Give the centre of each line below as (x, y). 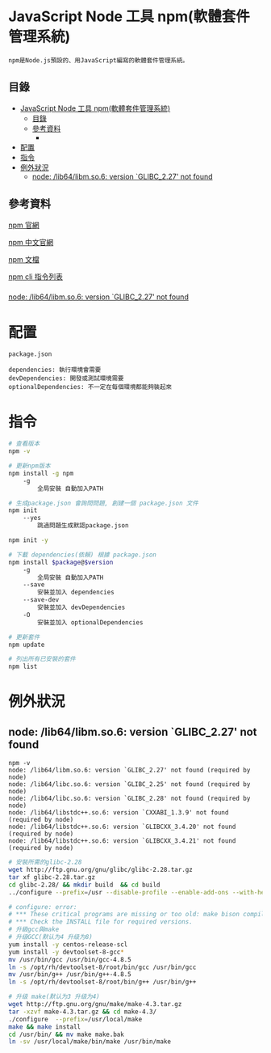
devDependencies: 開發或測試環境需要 (66, 378)
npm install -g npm (41, 473)
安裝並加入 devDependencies (81, 607)
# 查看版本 (24, 444)
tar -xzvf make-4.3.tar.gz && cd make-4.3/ (83, 1012)
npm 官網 (24, 225)
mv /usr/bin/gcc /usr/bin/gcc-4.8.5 (70, 959)
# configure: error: (43, 907)
